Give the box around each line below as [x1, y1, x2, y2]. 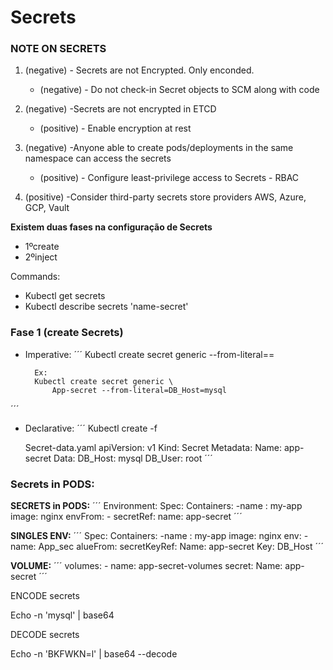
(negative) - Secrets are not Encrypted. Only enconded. [24, 64, 255, 76]
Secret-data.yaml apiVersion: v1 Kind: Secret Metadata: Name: [24, 441, 283, 453]
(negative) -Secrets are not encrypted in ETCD [24, 103, 217, 115]
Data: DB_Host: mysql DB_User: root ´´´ [53, 452, 213, 464]
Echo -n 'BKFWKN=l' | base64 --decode [10, 648, 178, 660]
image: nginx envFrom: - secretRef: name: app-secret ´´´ [10, 511, 243, 523]
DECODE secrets [10, 629, 80, 641]
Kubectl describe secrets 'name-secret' [24, 301, 189, 313]
